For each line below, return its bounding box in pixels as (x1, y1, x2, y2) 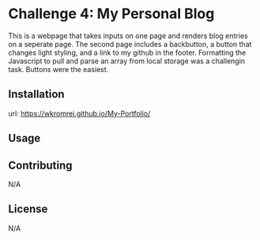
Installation (8, 88, 65, 101)
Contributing (8, 158, 73, 172)
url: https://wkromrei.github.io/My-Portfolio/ (8, 109, 151, 118)
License (8, 203, 48, 216)
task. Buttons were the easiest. (8, 64, 109, 74)
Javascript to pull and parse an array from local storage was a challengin (8, 56, 246, 66)
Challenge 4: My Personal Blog (8, 5, 215, 23)
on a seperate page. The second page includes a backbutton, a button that (8, 39, 252, 48)
